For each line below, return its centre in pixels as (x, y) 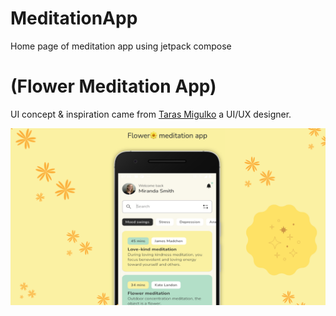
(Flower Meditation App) (113, 86)
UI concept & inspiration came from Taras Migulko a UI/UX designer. (151, 114)
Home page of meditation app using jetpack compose (121, 46)
